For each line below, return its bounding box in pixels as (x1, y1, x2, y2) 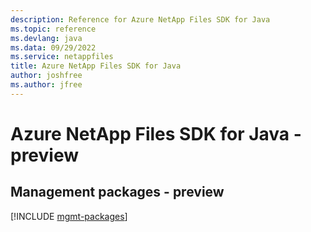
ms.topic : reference (10, 24, 97, 34)
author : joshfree (10, 71, 83, 81)
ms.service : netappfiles (10, 52, 114, 62)
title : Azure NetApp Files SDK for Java (10, 61, 182, 71)
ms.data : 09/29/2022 (10, 42, 97, 53)
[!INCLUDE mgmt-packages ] (10, 210, 128, 222)
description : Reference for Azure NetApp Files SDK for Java (10, 14, 271, 25)
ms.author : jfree (10, 80, 83, 90)
